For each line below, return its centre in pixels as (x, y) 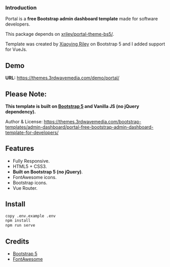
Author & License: (24, 121)
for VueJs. (16, 50)
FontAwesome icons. (35, 177)
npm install (18, 221)
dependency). (21, 112)
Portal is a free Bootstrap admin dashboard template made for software (82, 19)
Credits (17, 241)
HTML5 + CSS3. (30, 166)
